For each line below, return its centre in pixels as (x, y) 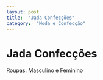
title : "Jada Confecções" (41, 18)
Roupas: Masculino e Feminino (45, 70)
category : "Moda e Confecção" (46, 23)
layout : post (23, 12)
